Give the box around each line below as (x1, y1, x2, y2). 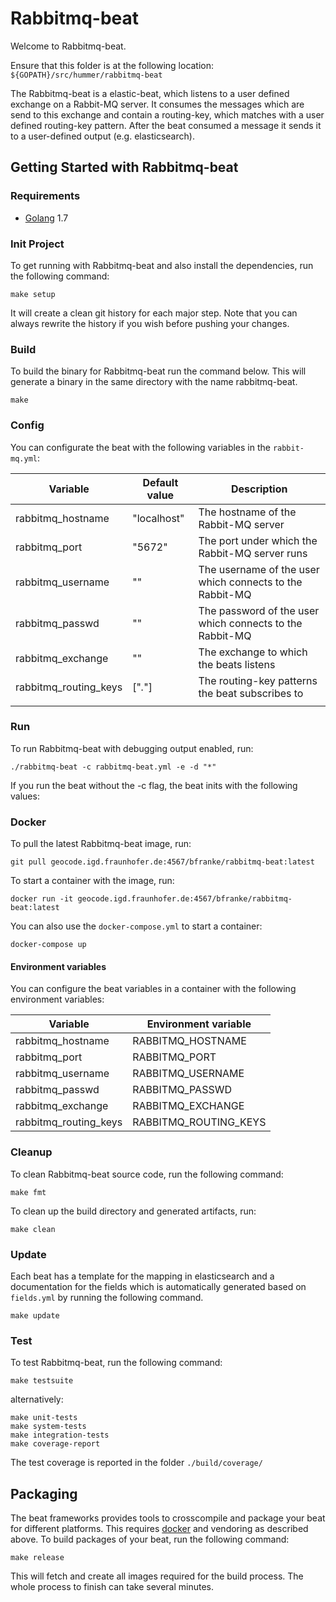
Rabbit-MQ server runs (198, 546, 308, 560)
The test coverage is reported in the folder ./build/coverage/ (10, 1457, 263, 1469)
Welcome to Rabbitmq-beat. (10, 40, 127, 52)
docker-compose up (10, 940, 87, 950)
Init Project (10, 237, 65, 251)
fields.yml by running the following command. (10, 1291, 204, 1303)
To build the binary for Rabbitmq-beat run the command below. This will (10, 365, 307, 377)
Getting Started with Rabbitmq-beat (10, 159, 239, 176)
